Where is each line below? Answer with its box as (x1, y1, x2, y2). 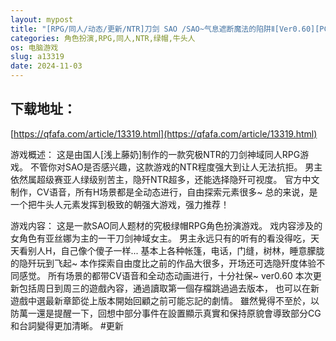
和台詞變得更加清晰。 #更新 (10, 319, 124, 331)
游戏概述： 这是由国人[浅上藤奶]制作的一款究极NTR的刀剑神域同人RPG (10, 148, 301, 160)
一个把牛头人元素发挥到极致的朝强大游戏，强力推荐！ (10, 198, 230, 210)
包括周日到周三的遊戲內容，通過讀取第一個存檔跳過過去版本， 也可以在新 (18, 282, 320, 294)
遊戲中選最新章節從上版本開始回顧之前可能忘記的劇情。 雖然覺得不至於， (10, 294, 311, 306)
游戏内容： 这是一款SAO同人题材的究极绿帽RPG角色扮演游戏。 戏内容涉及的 (10, 219, 323, 231)
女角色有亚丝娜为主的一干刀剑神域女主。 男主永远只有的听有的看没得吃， (10, 232, 311, 244)
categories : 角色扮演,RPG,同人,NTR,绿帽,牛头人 (10, 33, 196, 43)
